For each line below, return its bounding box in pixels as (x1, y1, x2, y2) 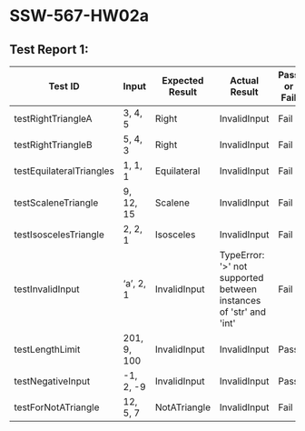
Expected (162, 75, 204, 86)
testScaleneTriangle (14, 196, 99, 209)
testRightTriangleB (14, 138, 93, 151)
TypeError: (219, 249, 265, 261)
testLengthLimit (14, 343, 81, 356)
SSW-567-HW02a (9, 5, 150, 26)
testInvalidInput (14, 283, 80, 296)
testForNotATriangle (14, 401, 100, 414)
